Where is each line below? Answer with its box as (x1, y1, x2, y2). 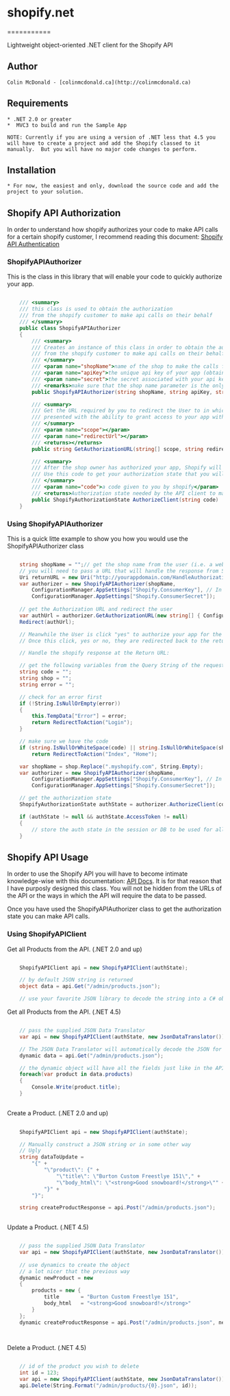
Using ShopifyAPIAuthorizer (7, 519, 103, 528)
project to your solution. (7, 189, 84, 196)
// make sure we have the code (19, 738, 109, 745)
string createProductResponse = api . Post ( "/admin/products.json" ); (19, 1205, 216, 1211)
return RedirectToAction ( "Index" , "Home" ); (31, 750, 157, 758)
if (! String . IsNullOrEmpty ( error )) (19, 700, 121, 707)
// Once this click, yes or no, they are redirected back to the (19, 637, 210, 644)
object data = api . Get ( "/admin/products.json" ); (19, 983, 161, 990)
